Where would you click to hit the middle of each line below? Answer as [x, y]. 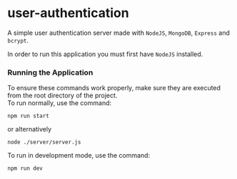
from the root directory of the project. [62, 96]
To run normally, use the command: [60, 103]
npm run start [29, 116]
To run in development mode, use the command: [79, 156]
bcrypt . [18, 40]
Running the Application [50, 72]
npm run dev [25, 168]
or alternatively [30, 129]
